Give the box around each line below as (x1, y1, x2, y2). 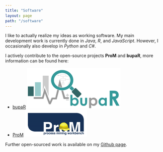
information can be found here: (5, 58, 69, 64)
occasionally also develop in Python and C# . (5, 43, 96, 49)
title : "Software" (5, 8, 43, 13)
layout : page (5, 13, 32, 18)
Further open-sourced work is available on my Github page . (5, 142, 128, 148)
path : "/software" (5, 18, 43, 23)
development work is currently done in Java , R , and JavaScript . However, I (5, 38, 159, 44)
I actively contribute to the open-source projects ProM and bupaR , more (5, 52, 154, 59)
